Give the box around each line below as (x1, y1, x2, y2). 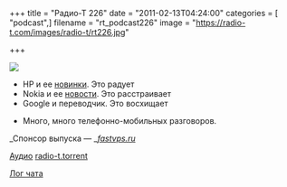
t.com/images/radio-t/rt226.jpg (9, 27, 126, 37)
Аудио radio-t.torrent (9, 151, 89, 161)
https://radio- (196, 17, 246, 28)
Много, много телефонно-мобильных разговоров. (22, 116, 217, 126)
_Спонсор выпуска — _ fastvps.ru (9, 133, 136, 144)
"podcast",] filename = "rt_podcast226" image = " (9, 17, 196, 28)
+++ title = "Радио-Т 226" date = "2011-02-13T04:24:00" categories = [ (9, 8, 279, 18)
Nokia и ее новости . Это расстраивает (22, 89, 172, 98)
